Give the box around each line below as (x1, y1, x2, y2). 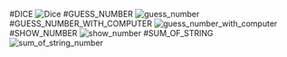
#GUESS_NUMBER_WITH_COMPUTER (9, 18, 152, 29)
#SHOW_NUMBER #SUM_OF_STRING (9, 28, 214, 38)
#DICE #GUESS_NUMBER (9, 9, 134, 19)
